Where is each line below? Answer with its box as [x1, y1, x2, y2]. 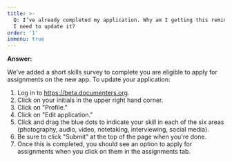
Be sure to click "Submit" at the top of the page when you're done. [17, 132, 207, 141]
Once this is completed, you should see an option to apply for [17, 140, 193, 148]
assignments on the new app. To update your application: [7, 75, 171, 83]
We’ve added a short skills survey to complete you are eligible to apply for [7, 68, 217, 77]
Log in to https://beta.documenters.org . [17, 89, 130, 97]
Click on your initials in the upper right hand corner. [17, 96, 164, 104]
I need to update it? [13, 23, 76, 30]
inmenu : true [7, 36, 45, 43]
